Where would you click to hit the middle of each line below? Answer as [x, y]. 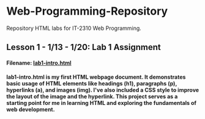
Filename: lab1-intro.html [39, 63]
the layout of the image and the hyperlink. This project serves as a [92, 96]
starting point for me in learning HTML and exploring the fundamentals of [102, 103]
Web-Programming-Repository [87, 11]
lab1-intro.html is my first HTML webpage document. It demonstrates [96, 77]
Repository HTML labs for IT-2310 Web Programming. [74, 28]
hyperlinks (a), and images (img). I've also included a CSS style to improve [103, 90]
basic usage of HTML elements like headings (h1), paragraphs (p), [92, 83]
